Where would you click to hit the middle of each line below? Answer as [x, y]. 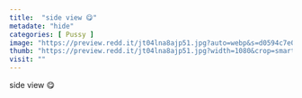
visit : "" [28, 59]
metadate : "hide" [42, 26]
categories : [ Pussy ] [52, 34]
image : [22, 43]
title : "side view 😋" [53, 18]
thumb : [22, 51]
